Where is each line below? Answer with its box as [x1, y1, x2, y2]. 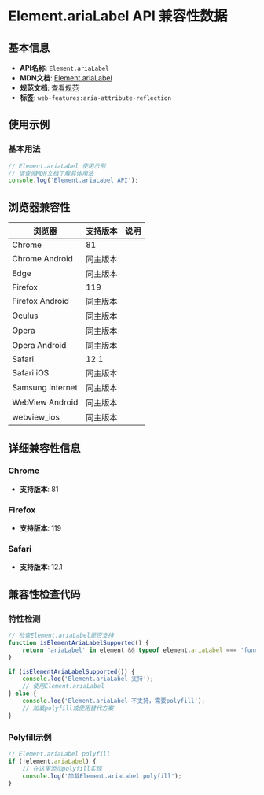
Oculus [12, 310, 38, 321]
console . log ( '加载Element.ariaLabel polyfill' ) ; [22, 772, 182, 780]
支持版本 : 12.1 [19, 562, 63, 571]
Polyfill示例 [8, 731, 52, 742]
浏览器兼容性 [8, 200, 71, 213]
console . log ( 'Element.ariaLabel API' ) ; [8, 176, 139, 185]
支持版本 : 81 [19, 484, 59, 494]
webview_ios [12, 412, 60, 423]
